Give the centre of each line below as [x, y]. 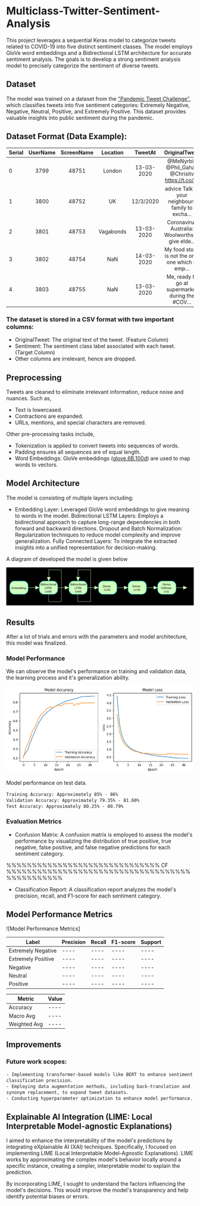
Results [21, 622]
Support [151, 942]
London [112, 171]
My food [175, 249]
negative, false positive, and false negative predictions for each [93, 847]
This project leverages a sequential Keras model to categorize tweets [91, 40]
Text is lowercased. [38, 409]
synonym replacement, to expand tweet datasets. [68, 1093]
